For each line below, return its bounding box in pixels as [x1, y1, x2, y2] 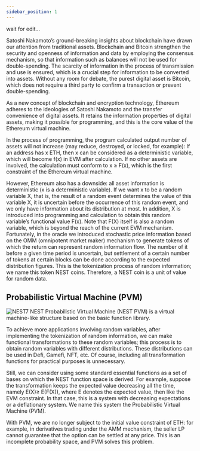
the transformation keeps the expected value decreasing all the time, [6, 382, 176, 389]
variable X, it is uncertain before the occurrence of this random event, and [6, 199, 189, 206]
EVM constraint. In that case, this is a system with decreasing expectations [6, 395, 190, 402]
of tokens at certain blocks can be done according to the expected [6, 255, 170, 263]
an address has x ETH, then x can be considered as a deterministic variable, [6, 149, 193, 156]
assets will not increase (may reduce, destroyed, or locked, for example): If [6, 142, 190, 150]
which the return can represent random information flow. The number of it [6, 243, 188, 250]
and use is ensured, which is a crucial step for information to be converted [6, 68, 189, 75]
